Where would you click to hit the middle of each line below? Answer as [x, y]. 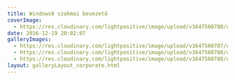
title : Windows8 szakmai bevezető [58, 14]
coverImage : [24, 20]
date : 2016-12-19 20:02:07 [47, 33]
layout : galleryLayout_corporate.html [64, 65]
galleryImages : [29, 40]
